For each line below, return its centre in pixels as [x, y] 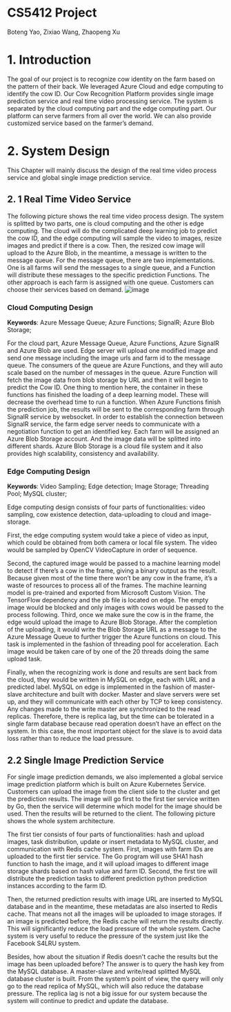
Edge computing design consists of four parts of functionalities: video [106, 507]
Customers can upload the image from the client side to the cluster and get [114, 792]
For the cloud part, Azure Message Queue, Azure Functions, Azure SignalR [113, 343]
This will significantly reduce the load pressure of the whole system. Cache [114, 929]
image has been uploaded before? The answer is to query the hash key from [115, 964]
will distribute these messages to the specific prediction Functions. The [109, 275]
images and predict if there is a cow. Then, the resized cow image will [106, 245]
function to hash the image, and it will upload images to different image [108, 864]
